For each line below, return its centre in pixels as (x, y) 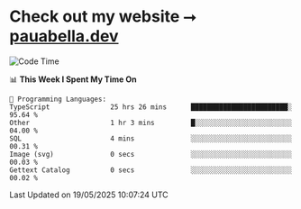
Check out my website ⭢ (103, 17)
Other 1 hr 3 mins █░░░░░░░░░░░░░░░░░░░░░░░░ (151, 123)
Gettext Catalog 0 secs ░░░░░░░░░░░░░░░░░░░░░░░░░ (151, 170)
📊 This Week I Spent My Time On (73, 79)
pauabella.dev (64, 36)
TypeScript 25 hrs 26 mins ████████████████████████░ (151, 107)
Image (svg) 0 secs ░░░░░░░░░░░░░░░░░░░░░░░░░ (151, 154)
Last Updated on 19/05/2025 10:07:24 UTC (89, 195)
